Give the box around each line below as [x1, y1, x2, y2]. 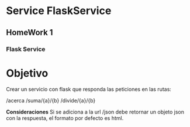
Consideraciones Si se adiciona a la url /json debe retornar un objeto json [6, 108, 185, 115]
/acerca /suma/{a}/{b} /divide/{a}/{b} [6, 97, 96, 104]
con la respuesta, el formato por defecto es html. [6, 115, 124, 122]
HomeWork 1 [6, 28, 53, 37]
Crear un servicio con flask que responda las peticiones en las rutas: [6, 86, 171, 93]
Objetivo [6, 66, 49, 80]
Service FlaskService [6, 4, 112, 18]
